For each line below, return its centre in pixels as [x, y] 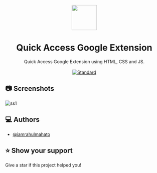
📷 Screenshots [30, 89]
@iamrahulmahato [31, 134]
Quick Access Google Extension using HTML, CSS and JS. [84, 61]
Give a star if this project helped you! [43, 165]
